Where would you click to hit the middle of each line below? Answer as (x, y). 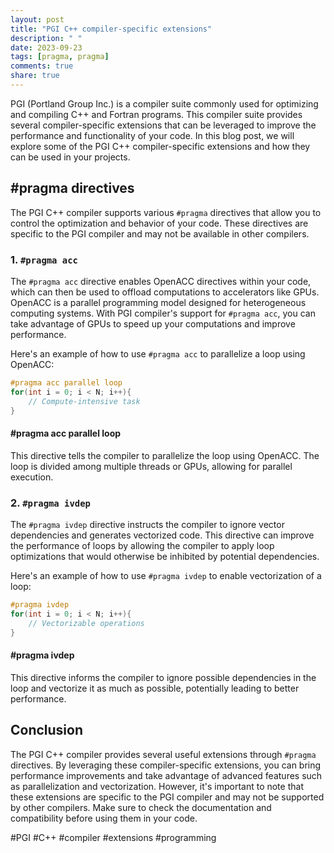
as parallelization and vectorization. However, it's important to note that (157, 786)
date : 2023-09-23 (46, 47)
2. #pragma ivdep (50, 503)
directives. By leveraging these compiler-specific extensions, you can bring (166, 765)
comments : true (42, 66)
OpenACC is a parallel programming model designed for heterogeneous (158, 302)
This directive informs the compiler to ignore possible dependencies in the (163, 677)
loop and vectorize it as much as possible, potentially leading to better (155, 688)
